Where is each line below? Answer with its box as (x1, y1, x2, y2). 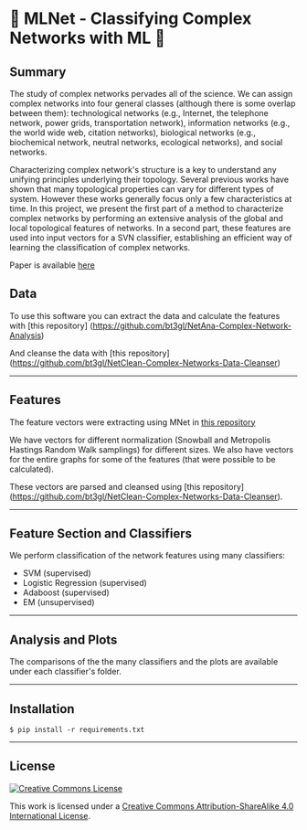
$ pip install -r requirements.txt (9, 726, 145, 735)
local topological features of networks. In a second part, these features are (9, 223, 291, 233)
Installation (9, 701, 75, 717)
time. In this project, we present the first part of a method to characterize (9, 203, 284, 214)
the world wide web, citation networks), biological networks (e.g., (9, 127, 256, 138)
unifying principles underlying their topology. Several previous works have (9, 174, 290, 185)
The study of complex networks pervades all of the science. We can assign (9, 89, 293, 99)
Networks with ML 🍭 (9, 27, 166, 48)
